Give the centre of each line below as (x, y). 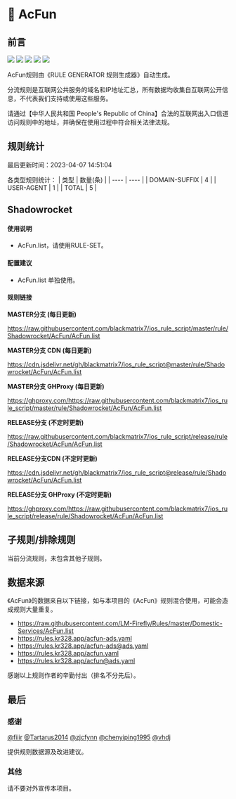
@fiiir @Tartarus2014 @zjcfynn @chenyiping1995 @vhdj (89, 737)
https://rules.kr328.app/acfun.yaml (68, 653)
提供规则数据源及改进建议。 (47, 752)
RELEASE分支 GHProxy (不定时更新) (60, 494)
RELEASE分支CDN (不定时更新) (53, 458)
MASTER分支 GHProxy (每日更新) (56, 386)
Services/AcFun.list (45, 631)
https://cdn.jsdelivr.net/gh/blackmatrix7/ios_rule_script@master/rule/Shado (116, 364)
